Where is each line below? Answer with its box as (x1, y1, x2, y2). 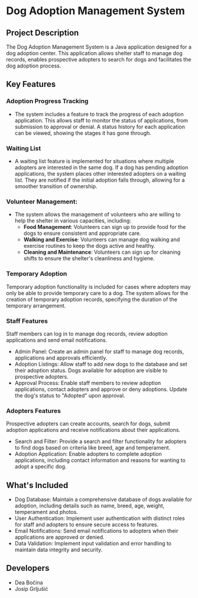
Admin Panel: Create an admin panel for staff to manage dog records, (14, 348, 184, 355)
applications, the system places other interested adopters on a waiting (14, 170, 186, 177)
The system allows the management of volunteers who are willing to (14, 211, 181, 218)
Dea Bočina (14, 578, 43, 586)
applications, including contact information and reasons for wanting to (14, 457, 186, 464)
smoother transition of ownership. (14, 182, 98, 190)
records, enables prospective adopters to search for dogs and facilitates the (6, 56, 191, 63)
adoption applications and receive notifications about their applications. (6, 426, 181, 434)
